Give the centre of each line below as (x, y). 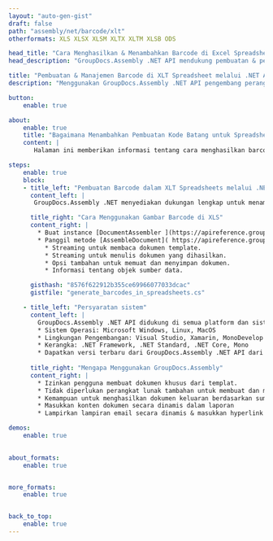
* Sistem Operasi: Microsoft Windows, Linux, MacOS (127, 330)
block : (34, 180)
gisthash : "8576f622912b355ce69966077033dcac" (110, 286)
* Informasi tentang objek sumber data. (114, 270)
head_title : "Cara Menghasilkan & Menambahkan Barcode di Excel (119, 54)
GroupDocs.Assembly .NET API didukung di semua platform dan (143, 322)
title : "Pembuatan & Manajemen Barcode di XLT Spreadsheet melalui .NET (134, 76)
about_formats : (34, 458)
